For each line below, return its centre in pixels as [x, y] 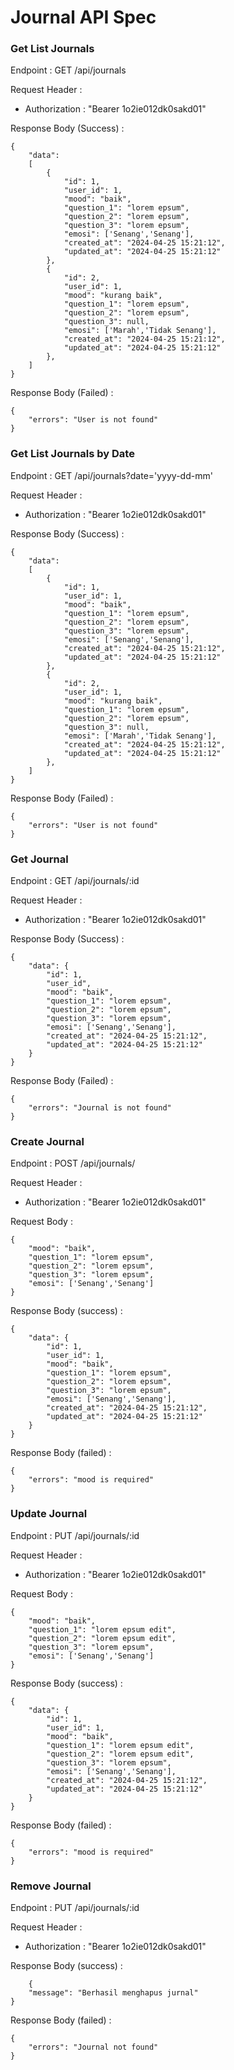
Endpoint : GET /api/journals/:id [75, 881]
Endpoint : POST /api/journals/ [73, 1163]
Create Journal [47, 1141]
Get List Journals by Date [72, 454]
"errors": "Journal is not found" [100, 1108]
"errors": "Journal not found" [93, 2047]
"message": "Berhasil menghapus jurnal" [113, 1992]
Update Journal [49, 1514]
